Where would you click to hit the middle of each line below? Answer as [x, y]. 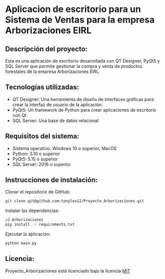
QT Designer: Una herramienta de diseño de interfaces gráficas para [83, 99]
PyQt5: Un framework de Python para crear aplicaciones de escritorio [84, 110]
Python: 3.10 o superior [36, 153]
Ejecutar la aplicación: [28, 234]
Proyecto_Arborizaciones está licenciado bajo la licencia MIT [68, 270]
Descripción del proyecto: [46, 49]
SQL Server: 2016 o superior [41, 164]
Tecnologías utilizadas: [42, 87]
